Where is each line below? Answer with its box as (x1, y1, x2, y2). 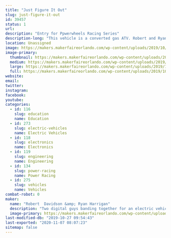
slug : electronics (14, 140, 53, 145)
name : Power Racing (14, 173, 56, 178)
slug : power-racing (14, 168, 56, 173)
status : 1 (5, 21, 26, 27)
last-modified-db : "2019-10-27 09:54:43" (5, 216, 95, 221)
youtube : (5, 97, 24, 102)
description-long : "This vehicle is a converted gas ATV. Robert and (5, 36, 156, 41)
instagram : (5, 87, 28, 93)
